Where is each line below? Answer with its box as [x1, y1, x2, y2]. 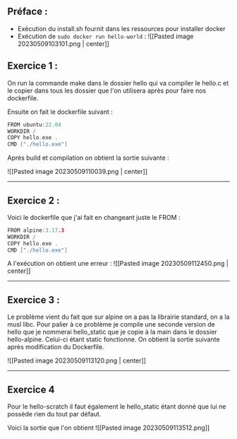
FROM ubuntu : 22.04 [7, 121, 61, 128]
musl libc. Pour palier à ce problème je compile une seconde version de [7, 320, 215, 329]
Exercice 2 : [7, 194, 60, 206]
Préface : [7, 6, 48, 18]
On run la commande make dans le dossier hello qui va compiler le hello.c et [7, 78, 229, 87]
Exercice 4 [7, 383, 55, 395]
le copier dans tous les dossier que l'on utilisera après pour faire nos [7, 86, 207, 95]
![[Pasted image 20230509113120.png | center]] [7, 356, 147, 365]
